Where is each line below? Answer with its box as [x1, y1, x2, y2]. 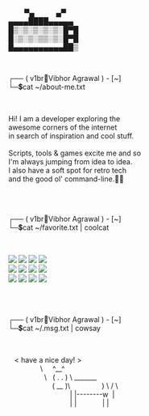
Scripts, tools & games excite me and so [8, 148, 142, 158]
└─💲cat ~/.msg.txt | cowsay [8, 324, 101, 333]
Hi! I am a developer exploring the [8, 114, 121, 123]
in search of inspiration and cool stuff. [8, 131, 135, 141]
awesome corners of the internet [8, 122, 118, 132]
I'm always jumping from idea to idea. [8, 157, 133, 166]
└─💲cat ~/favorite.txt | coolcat [8, 223, 110, 232]
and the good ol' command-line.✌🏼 [8, 174, 125, 184]
